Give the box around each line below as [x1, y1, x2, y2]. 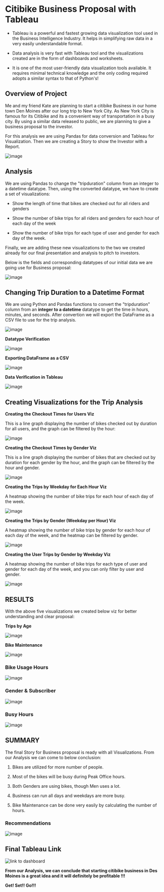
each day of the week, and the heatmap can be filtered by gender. [5, 533, 139, 538]
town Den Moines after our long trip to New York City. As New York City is [5, 108, 154, 114]
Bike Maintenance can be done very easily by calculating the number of [12, 802, 157, 808]
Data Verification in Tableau [5, 374, 63, 380]
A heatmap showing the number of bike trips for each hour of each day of [5, 493, 154, 500]
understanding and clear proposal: [5, 614, 75, 619]
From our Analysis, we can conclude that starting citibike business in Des [5, 867, 158, 873]
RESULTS [5, 595, 34, 603]
